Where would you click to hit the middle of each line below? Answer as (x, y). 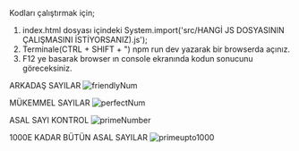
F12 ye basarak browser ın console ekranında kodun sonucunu (137, 59)
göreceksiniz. (47, 68)
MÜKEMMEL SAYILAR (50, 103)
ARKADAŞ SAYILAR (45, 85)
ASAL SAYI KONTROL (49, 120)
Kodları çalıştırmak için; (52, 13)
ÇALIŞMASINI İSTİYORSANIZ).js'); (85, 40)
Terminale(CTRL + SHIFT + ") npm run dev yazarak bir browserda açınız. (156, 49)
